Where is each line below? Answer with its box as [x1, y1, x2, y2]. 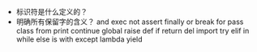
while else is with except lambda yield [15, 34, 143, 44]
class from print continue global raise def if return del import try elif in [15, 26, 250, 35]
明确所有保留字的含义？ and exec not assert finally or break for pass [15, 17, 244, 26]
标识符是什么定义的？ [15, 7, 88, 16]
